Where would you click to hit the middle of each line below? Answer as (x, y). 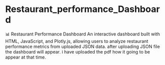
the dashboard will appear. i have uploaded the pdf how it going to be (78, 51)
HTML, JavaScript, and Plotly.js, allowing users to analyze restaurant (77, 41)
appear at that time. (26, 57)
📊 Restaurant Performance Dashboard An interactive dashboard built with (83, 34)
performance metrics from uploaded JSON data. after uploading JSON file (83, 46)
